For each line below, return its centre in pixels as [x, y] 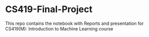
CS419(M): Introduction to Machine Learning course [59, 28]
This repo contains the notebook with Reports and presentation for [74, 23]
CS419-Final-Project [49, 9]
